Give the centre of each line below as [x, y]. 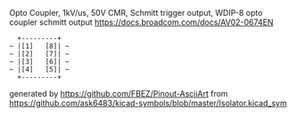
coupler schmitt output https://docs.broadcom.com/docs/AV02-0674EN [141, 22]
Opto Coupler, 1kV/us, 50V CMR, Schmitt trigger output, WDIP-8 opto [136, 13]
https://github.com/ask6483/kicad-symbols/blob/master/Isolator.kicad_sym [148, 103]
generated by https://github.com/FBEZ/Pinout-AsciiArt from [119, 94]
